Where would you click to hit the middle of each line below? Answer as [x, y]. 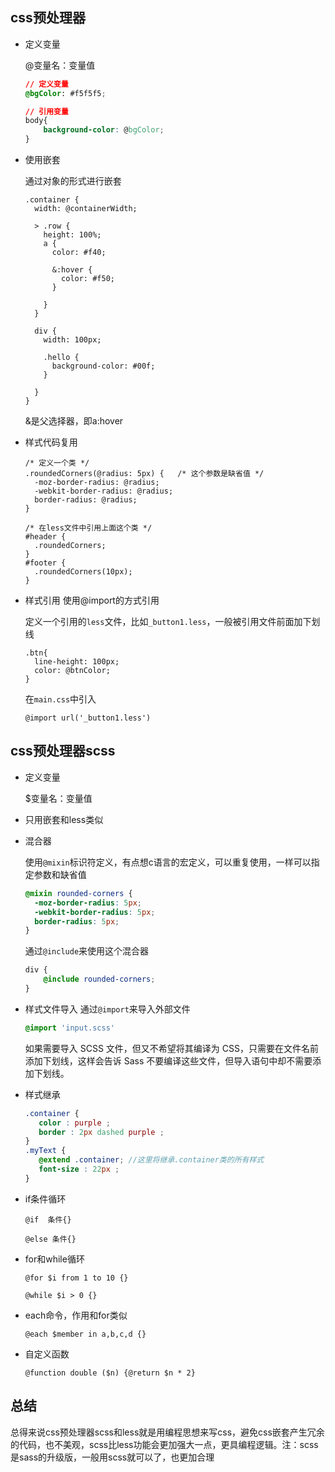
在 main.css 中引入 [60, 699]
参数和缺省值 [60, 874]
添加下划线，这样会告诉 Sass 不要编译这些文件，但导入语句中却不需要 [168, 1060]
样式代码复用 [51, 442]
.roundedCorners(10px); [83, 572]
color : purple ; [74, 1123]
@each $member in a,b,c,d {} [85, 1334]
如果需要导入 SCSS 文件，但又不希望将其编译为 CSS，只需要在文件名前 [171, 1048]
